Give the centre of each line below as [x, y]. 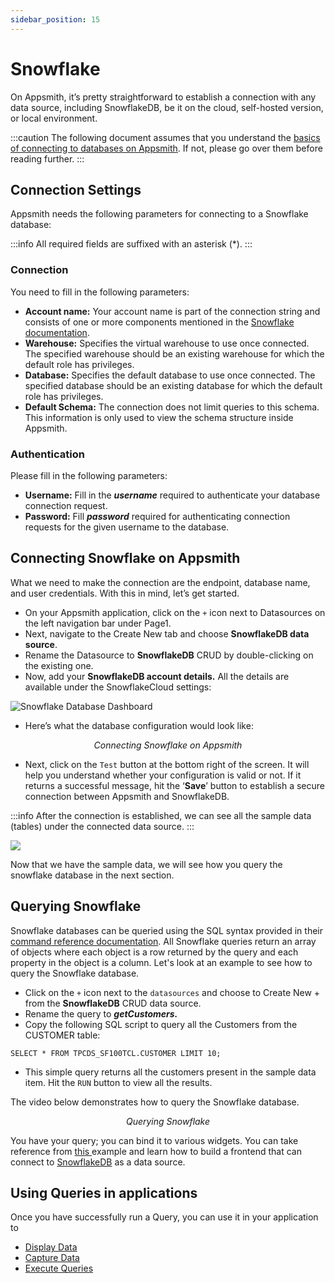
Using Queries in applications [104, 1192]
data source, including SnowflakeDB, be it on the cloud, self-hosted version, [167, 107]
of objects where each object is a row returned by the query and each [154, 952]
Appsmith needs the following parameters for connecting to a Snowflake [159, 214]
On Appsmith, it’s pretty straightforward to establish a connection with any [163, 97]
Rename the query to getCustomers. [101, 1013]
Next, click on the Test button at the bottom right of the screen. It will [167, 764]
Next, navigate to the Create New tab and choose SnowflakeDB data [167, 633]
